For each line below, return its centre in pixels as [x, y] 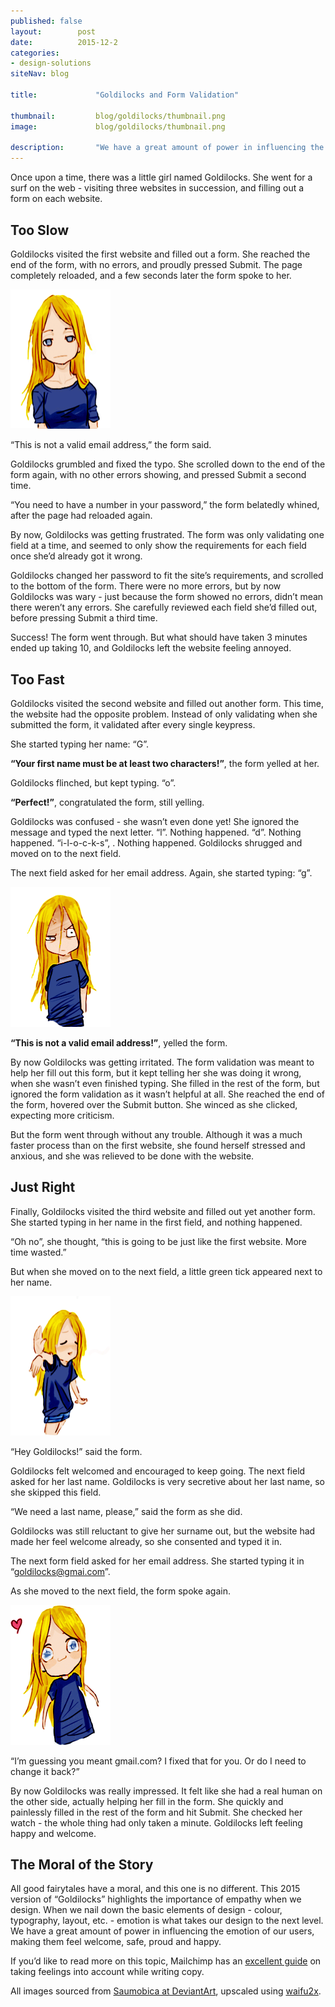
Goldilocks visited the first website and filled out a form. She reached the [160, 254]
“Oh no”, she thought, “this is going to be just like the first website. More [159, 1241]
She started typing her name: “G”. [79, 744]
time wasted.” [38, 1252]
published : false [46, 21]
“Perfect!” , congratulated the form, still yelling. [107, 802]
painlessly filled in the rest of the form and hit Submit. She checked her [156, 1812]
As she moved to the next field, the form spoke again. [121, 1591]
